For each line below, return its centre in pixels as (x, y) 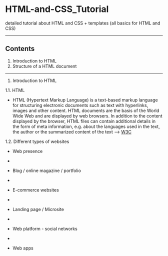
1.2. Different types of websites (37, 141)
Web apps (23, 248)
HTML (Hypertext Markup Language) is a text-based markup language (85, 100)
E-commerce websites (35, 190)
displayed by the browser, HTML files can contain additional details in (84, 121)
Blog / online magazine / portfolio (47, 170)
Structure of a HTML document (44, 66)
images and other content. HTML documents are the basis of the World (86, 110)
